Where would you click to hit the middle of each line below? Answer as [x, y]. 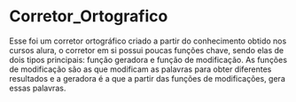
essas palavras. [38, 88]
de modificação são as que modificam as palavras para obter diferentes [140, 69]
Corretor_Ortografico [89, 16]
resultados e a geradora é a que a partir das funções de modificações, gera [147, 78]
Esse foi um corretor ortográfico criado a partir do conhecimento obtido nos [148, 41]
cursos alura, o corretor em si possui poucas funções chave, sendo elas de [147, 50]
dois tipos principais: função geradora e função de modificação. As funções [148, 59]
